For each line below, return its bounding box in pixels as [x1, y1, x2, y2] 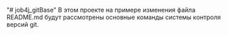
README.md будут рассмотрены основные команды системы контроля [6, 13, 221, 21]
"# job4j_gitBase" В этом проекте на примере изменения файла [6, 6, 196, 14]
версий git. [6, 21, 39, 28]
